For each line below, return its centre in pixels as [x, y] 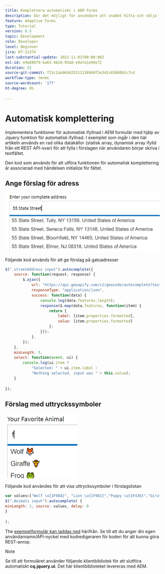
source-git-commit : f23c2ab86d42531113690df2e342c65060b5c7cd [70, 73]
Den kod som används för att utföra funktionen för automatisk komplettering [82, 163]
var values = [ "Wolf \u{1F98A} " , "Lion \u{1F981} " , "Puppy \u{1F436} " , [77, 496]
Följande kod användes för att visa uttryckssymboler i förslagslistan [73, 486]
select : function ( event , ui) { [46, 358]
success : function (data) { [59, 295]
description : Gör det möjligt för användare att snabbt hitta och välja [81, 16]
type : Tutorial [21, 26]
